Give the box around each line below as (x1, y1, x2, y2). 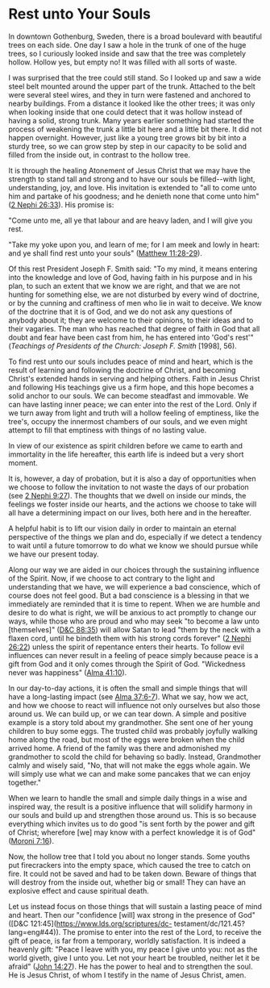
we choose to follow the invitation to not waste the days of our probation (8, 481, 250, 492)
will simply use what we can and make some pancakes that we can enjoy (8, 769, 251, 778)
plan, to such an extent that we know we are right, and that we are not (8, 281, 240, 290)
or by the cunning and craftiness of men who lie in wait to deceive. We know (8, 298, 262, 307)
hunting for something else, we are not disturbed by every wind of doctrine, (8, 290, 260, 299)
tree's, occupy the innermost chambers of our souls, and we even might (8, 416, 248, 426)
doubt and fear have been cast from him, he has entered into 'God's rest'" (8, 332, 254, 342)
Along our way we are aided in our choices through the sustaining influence (8, 565, 260, 574)
